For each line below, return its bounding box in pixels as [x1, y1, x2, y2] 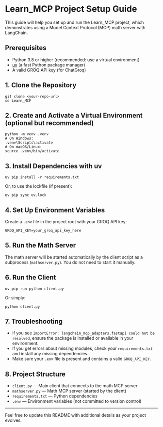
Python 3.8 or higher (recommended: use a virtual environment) [12, 57, 140, 63]
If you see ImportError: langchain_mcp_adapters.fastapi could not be [12, 330, 155, 336]
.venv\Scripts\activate [5, 140, 53, 145]
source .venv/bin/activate [5, 149, 60, 154]
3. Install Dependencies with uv [5, 162, 102, 170]
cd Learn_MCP [5, 98, 32, 103]
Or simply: [5, 295, 26, 300]
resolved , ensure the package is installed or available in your [12, 335, 133, 341]
